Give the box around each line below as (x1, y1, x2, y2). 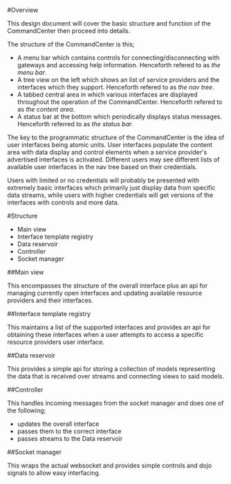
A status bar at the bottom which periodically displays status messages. (17, 112, 223, 121)
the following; (7, 406, 46, 415)
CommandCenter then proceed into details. (7, 27, 131, 35)
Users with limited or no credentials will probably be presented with (7, 176, 199, 184)
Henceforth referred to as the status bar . (17, 120, 133, 128)
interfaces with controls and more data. (7, 198, 120, 207)
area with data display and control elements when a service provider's (7, 148, 207, 156)
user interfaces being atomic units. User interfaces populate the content (7, 141, 212, 148)
